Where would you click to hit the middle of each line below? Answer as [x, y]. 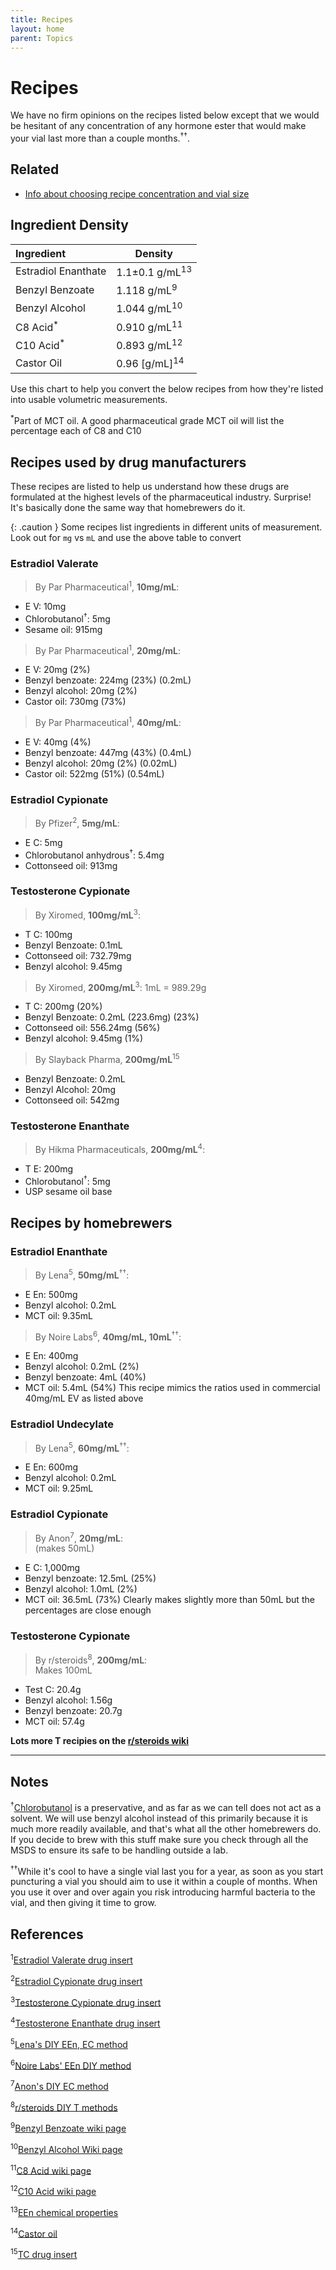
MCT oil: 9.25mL [59, 1488]
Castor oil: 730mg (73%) [75, 702]
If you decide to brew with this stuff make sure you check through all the [159, 1839]
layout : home [37, 29]
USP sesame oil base [68, 1192]
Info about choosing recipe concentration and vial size [137, 193]
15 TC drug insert [44, 2254]
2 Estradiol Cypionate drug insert [76, 1980]
